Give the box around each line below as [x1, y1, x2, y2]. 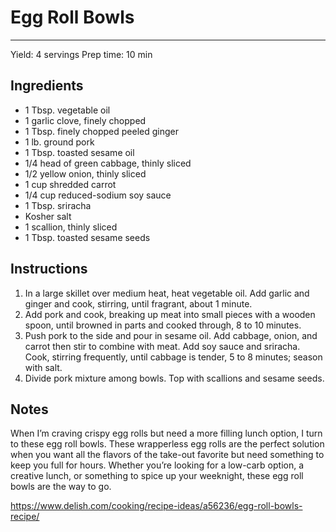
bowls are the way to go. [10, 481, 112, 493]
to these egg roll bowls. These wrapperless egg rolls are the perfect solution [10, 438, 325, 450]
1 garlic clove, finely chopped [24, 114, 147, 126]
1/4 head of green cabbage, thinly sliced [24, 157, 192, 169]
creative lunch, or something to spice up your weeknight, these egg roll [10, 470, 304, 482]
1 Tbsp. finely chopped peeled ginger [24, 125, 179, 137]
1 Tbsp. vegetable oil [24, 104, 111, 116]
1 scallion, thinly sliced [24, 221, 118, 233]
